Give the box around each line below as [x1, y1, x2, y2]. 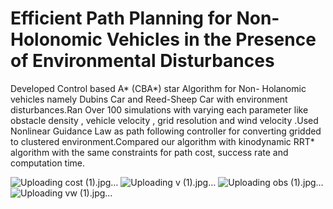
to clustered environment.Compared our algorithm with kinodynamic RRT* [10, 135, 315, 147]
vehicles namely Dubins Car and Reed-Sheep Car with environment [10, 93, 288, 105]
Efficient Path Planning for [10, 7, 233, 30]
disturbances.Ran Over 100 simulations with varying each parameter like [10, 103, 309, 116]
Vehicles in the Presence [106, 28, 317, 51]
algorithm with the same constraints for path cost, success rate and [10, 146, 289, 158]
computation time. [10, 157, 86, 169]
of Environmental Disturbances [10, 50, 275, 72]
